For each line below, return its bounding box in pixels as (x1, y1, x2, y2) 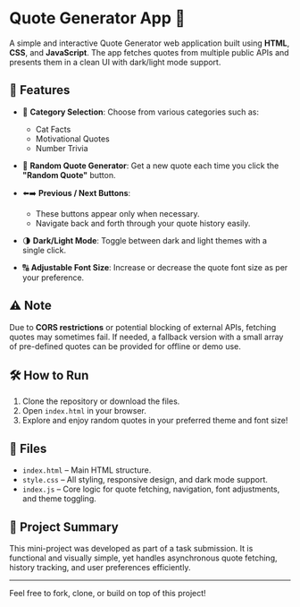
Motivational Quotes (35, 133, 110, 144)
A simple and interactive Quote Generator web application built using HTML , (9, 38, 290, 48)
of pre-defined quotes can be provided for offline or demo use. (9, 340, 241, 352)
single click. (21, 244, 67, 255)
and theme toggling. (21, 493, 96, 504)
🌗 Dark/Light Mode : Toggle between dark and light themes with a (21, 235, 268, 245)
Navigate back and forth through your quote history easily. (35, 218, 251, 228)
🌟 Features (9, 82, 71, 98)
